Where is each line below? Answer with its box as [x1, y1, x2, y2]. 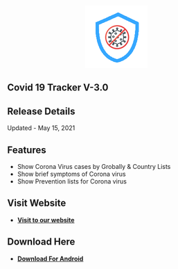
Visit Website [7, 197, 66, 209]
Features [7, 144, 46, 156]
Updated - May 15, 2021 [7, 124, 75, 132]
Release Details [7, 105, 75, 117]
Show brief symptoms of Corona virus [17, 170, 126, 179]
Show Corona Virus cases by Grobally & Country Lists [17, 163, 171, 171]
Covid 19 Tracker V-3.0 [7, 82, 109, 94]
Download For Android [17, 254, 84, 263]
